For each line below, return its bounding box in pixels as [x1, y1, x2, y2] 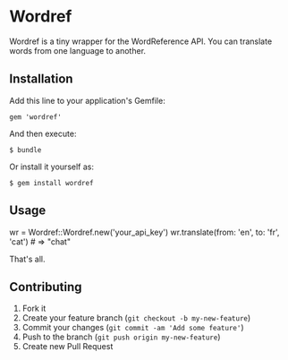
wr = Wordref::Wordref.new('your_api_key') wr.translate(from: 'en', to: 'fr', [9, 227, 280, 237]
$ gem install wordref [9, 178, 94, 187]
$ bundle [9, 145, 42, 154]
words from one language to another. [9, 45, 146, 56]
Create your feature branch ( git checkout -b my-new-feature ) [21, 313, 251, 323]
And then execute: [9, 128, 77, 139]
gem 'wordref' [9, 112, 63, 122]
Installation [9, 72, 73, 87]
